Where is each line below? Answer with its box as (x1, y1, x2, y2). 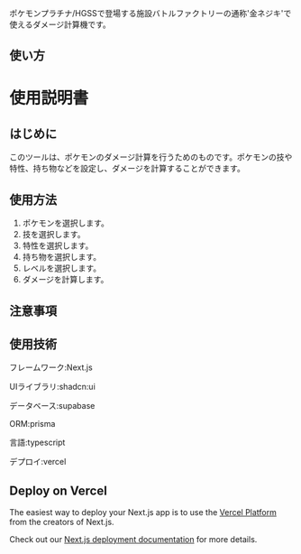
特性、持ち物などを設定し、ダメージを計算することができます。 (9, 163, 245, 174)
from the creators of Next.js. (9, 517, 114, 528)
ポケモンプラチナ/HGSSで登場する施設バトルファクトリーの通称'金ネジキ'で (9, 8, 292, 18)
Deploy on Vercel (9, 483, 108, 498)
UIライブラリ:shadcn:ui (9, 382, 96, 392)
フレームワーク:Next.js (9, 362, 93, 373)
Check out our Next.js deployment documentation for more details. (9, 534, 258, 545)
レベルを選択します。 (22, 263, 102, 273)
